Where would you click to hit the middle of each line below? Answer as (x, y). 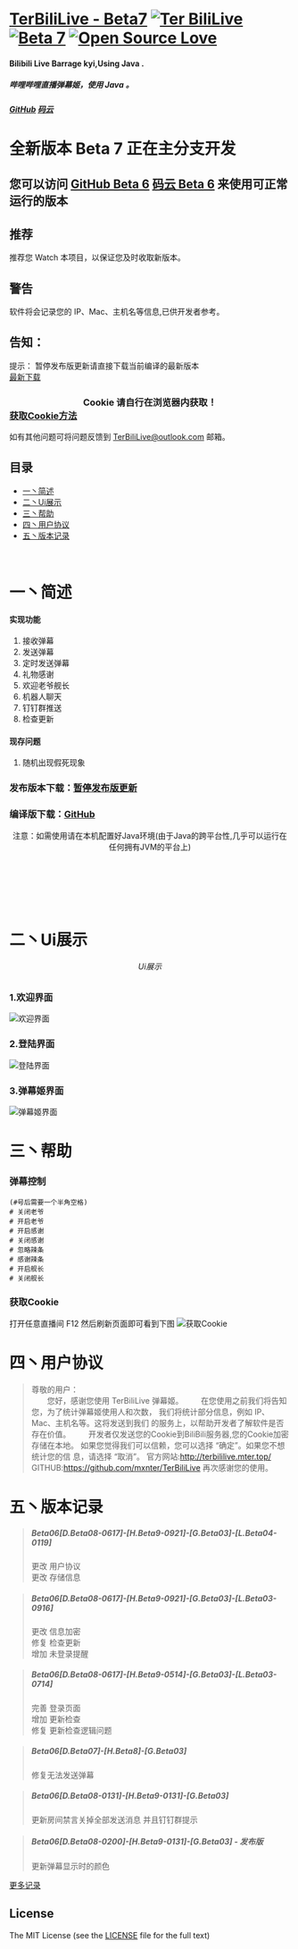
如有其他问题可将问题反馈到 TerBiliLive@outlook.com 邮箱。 (120, 437)
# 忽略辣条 (27, 1250)
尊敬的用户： (54, 1389)
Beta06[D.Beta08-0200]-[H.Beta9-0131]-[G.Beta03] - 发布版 (147, 1842)
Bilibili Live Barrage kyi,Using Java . (77, 63)
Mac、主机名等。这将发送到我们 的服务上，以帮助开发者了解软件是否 (157, 1422)
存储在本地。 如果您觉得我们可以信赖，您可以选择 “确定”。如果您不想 (158, 1445)
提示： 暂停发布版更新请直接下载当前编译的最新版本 (104, 366)
